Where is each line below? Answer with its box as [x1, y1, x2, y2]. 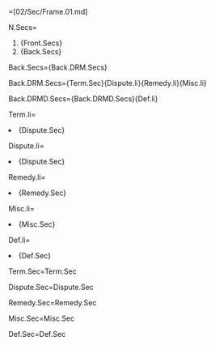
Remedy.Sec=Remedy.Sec [8, 298, 97, 307]
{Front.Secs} [19, 38, 63, 48]
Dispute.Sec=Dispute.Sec [8, 283, 95, 292]
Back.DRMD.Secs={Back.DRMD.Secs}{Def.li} [8, 94, 158, 104]
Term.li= [8, 109, 36, 119]
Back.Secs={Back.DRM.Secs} [8, 62, 107, 72]
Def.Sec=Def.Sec [8, 330, 66, 339]
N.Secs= [8, 23, 38, 32]
